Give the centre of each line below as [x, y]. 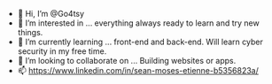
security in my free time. [62, 51]
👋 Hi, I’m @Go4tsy [51, 14]
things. [30, 32]
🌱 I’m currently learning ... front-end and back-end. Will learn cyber [140, 42]
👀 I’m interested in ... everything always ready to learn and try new [138, 23]
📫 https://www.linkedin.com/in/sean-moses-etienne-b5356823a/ [138, 70]
